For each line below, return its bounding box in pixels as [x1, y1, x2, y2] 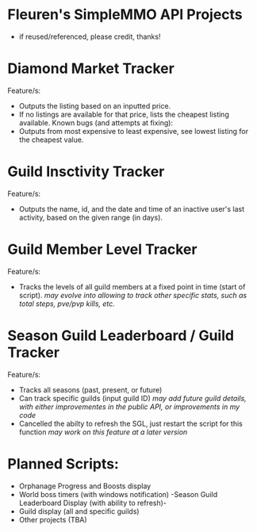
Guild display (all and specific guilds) [18, 506, 140, 516]
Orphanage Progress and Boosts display [18, 481, 152, 491]
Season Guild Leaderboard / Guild [7, 327, 235, 344]
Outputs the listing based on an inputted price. [18, 101, 171, 110]
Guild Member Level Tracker [7, 240, 198, 258]
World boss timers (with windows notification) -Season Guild [18, 489, 218, 499]
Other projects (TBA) [18, 515, 88, 524]
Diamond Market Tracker [7, 59, 175, 78]
